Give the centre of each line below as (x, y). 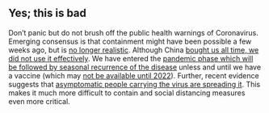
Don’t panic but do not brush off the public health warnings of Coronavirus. (133, 32)
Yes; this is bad (48, 13)
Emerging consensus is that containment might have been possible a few (130, 41)
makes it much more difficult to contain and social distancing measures (127, 93)
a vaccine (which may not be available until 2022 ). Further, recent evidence (134, 75)
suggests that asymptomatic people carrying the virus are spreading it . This (134, 84)
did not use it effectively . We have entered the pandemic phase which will (131, 58)
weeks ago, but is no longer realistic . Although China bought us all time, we (134, 50)
